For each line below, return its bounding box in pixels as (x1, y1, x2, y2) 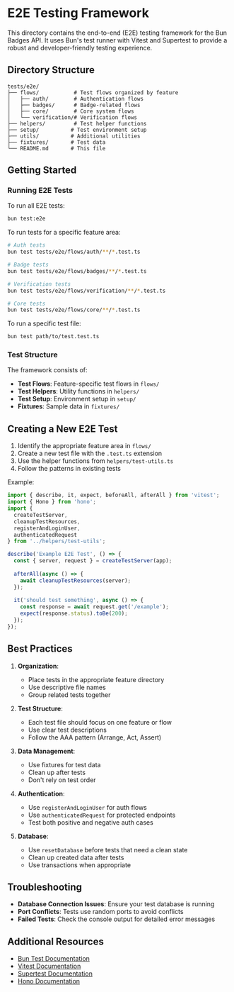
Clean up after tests (28, 768, 86, 776)
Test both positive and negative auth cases (28, 818, 153, 827)
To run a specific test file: (7, 319, 81, 328)
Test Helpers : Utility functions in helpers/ (17, 387, 140, 396)
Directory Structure (7, 64, 95, 76)
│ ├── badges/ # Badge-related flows (7, 101, 141, 108)
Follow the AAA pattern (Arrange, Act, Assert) (28, 732, 162, 742)
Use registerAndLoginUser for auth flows (28, 803, 147, 811)
